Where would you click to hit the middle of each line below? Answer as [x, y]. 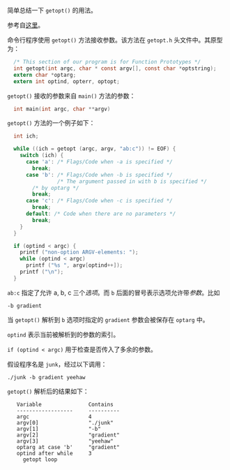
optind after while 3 [54, 453]
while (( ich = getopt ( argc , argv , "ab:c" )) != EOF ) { [95, 149]
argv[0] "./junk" [65, 423]
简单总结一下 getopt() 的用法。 [52, 10]
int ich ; [26, 136]
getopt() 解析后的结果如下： [48, 391]
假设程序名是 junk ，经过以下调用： [57, 364]
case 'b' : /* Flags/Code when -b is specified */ [99, 175]
